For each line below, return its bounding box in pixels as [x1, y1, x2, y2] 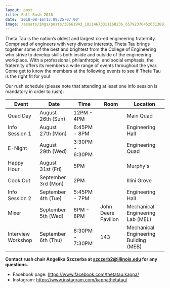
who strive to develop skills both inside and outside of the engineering [5, 52, 152, 58]
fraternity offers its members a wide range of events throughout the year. [5, 62, 158, 69]
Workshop [8, 237, 32, 244]
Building [126, 237, 146, 244]
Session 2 [8, 195, 32, 202]
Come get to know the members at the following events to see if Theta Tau [5, 68, 161, 74]
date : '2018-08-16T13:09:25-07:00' [5, 17, 80, 22]
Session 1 [8, 130, 32, 137]
